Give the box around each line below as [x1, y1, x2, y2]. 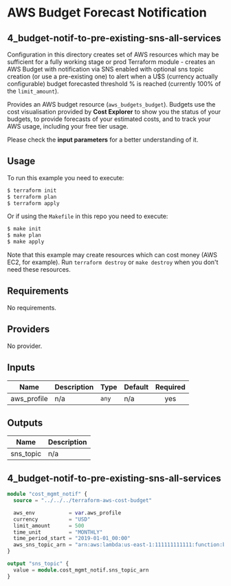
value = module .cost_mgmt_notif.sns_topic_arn [13, 566, 149, 574]
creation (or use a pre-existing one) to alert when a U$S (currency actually [7, 72, 219, 80]
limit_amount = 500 [13, 522, 85, 529]
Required [155, 382, 186, 391]
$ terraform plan [7, 193, 57, 200]
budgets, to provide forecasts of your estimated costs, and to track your [7, 115, 211, 123]
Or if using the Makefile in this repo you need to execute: [7, 212, 168, 221]
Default [123, 382, 149, 391]
